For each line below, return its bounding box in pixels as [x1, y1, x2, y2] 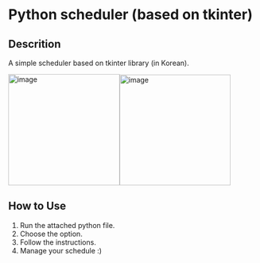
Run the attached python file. [19, 220, 115, 230]
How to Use [8, 199, 67, 213]
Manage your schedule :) [19, 246, 102, 255]
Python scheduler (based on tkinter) [8, 6, 253, 24]
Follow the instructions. [19, 237, 97, 247]
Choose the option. [19, 229, 83, 238]
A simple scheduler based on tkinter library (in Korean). [8, 58, 189, 68]
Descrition [8, 37, 61, 51]
